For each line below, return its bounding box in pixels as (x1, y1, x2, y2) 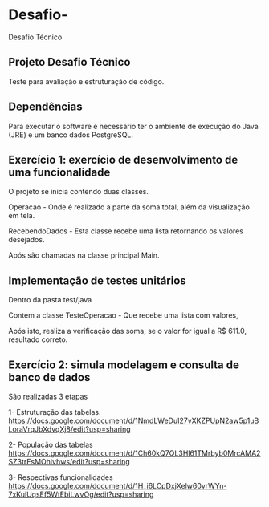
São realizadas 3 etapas (8, 391, 88, 401)
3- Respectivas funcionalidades (8, 473, 114, 482)
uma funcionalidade (8, 165, 111, 179)
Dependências (8, 100, 83, 114)
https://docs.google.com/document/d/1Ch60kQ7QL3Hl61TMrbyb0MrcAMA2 (8, 448, 261, 458)
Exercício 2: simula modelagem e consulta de (8, 358, 239, 371)
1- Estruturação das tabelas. (8, 408, 102, 416)
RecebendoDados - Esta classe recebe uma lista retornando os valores (8, 226, 243, 236)
